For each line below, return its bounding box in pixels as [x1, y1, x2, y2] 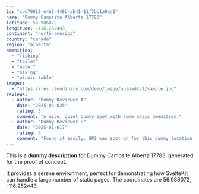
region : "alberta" [6, 42, 52, 48]
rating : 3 [17, 108, 42, 114]
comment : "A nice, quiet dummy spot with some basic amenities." [17, 113, 182, 119]
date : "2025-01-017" [17, 125, 68, 131]
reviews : [6, 91, 28, 97]
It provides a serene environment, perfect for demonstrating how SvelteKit [6, 170, 188, 177]
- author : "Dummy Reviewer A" [11, 97, 86, 103]
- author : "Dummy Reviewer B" [11, 119, 86, 125]
